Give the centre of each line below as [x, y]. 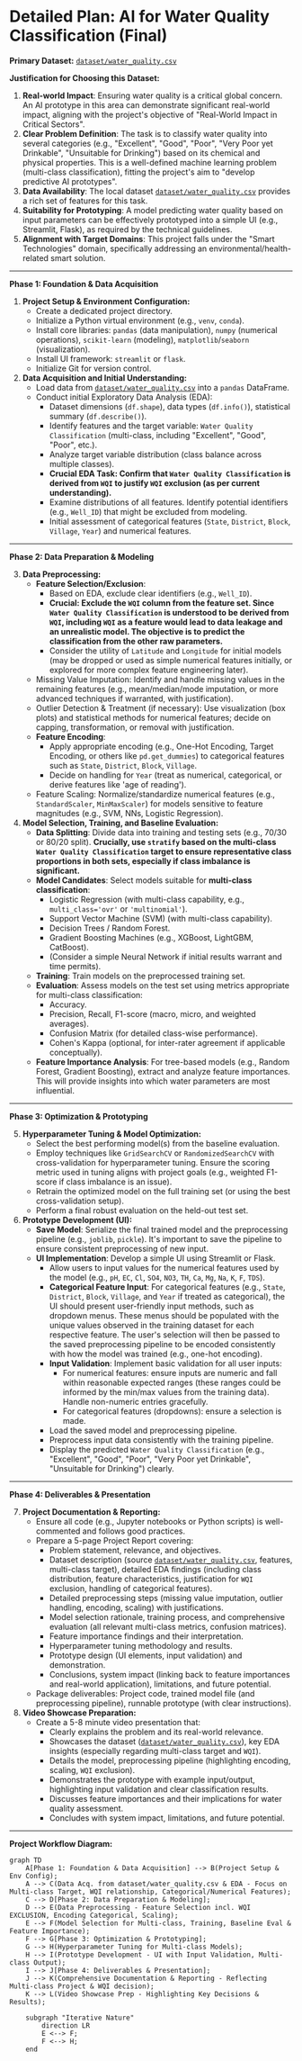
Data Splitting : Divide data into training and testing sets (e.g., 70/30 [161, 832]
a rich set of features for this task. [85, 201]
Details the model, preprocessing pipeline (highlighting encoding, [170, 1760]
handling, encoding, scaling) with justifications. [136, 1607]
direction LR [66, 2025]
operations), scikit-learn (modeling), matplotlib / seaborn [142, 339]
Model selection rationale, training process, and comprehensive [167, 1616]
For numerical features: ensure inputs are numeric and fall [170, 1372]
